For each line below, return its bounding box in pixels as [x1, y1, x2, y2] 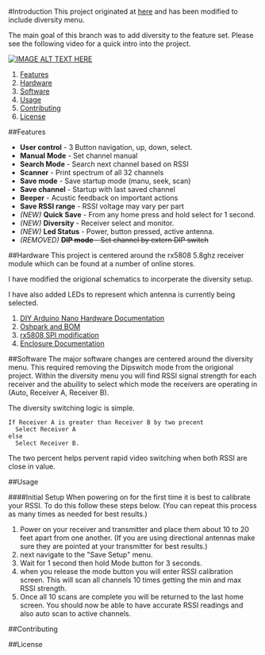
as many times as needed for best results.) [8, 509, 148, 519]
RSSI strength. [19, 584, 67, 593]
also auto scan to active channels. [19, 609, 132, 618]
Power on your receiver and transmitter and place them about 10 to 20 [19, 525, 250, 534]
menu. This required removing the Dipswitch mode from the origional [8, 362, 234, 372]
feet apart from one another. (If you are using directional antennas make [19, 533, 255, 542]
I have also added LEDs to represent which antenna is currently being [8, 289, 236, 299]
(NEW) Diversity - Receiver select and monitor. [19, 218, 175, 228]
